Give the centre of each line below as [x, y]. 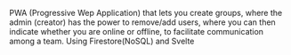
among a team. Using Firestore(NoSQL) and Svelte [102, 41]
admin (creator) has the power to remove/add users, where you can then [142, 22]
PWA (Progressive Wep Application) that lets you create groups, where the [146, 13]
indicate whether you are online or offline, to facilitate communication [137, 31]
